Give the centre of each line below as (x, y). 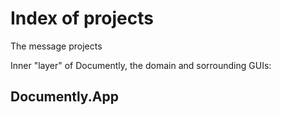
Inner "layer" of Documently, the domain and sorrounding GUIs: (141, 65)
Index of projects (82, 18)
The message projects (56, 46)
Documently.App (64, 97)
